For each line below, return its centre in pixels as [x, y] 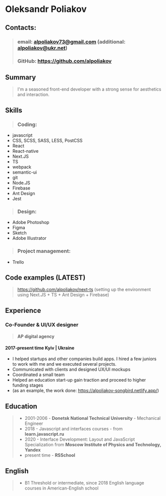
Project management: [44, 251]
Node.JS [21, 183]
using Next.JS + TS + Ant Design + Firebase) [63, 295]
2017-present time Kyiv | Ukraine [40, 348]
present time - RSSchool [50, 455]
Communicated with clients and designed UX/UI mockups [71, 370]
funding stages [28, 385]
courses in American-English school [62, 488]
